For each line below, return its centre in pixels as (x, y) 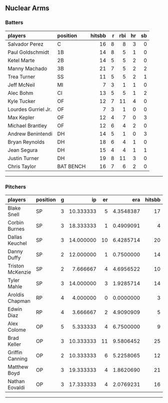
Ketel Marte (21, 60)
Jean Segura (23, 150)
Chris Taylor (22, 166)
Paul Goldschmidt (28, 52)
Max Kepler (21, 117)
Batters (14, 23)
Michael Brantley (27, 125)
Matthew (18, 367)
